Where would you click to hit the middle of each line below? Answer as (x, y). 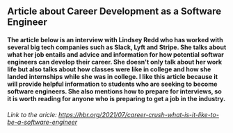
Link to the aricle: (32, 114)
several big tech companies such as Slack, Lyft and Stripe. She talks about (117, 47)
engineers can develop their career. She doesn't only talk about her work (115, 62)
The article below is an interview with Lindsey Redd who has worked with (115, 39)
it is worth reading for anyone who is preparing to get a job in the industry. (116, 98)
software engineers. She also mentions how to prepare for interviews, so (115, 91)
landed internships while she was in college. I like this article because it (112, 76)
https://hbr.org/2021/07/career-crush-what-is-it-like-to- (138, 114)
